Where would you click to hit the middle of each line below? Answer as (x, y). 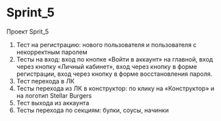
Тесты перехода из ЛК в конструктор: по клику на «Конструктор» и (115, 88)
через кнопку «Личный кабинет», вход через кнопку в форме (107, 66)
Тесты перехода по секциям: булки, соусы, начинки (92, 110)
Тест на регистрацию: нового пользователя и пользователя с (106, 44)
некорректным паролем (52, 52)
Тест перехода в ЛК (45, 81)
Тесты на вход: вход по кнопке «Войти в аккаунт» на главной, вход (115, 59)
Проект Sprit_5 (28, 31)
